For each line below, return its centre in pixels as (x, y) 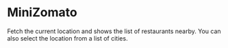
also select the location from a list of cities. (67, 38)
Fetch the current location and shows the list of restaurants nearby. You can (114, 31)
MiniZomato (42, 13)
